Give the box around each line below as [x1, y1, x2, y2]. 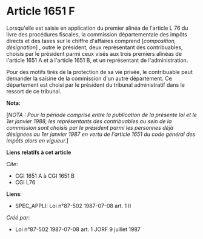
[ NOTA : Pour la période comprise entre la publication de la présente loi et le [6, 111, 197, 118]
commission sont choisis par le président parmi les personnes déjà [6, 124, 174, 131]
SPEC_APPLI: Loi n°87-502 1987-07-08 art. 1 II [15, 202, 131, 209]
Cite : [6, 160, 18, 167]
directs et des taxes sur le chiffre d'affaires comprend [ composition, [6, 37, 176, 44]
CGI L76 [15, 178, 36, 186]
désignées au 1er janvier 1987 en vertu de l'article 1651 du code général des [6, 130, 196, 138]
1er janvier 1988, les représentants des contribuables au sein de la [6, 117, 172, 125]
